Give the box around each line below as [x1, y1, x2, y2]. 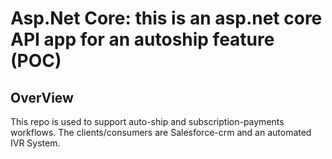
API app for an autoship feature [10, 28, 275, 51]
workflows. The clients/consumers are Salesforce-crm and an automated [10, 127, 312, 138]
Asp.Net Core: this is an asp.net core [10, 7, 323, 30]
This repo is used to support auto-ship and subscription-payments [10, 116, 285, 127]
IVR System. [10, 137, 61, 149]
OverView [10, 89, 74, 106]
